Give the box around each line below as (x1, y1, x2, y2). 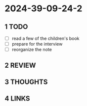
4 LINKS (4, 94, 30, 103)
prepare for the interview (11, 41, 63, 47)
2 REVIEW (4, 61, 36, 69)
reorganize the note (11, 47, 52, 53)
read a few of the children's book (11, 35, 80, 41)
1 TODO (4, 23, 28, 31)
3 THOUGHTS (4, 78, 48, 86)
